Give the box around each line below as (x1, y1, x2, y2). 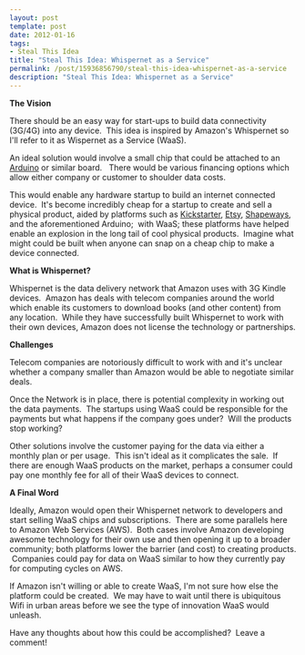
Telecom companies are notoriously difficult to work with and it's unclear (9, 356, 283, 367)
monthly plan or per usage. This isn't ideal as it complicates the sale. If (9, 450, 279, 461)
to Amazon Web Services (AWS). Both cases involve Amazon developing (9, 524, 285, 535)
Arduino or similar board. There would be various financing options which (9, 161, 290, 173)
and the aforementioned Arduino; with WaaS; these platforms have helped (9, 218, 290, 229)
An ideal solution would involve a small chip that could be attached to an (9, 152, 280, 163)
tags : (9, 38, 30, 48)
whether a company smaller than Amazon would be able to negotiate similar (9, 366, 294, 377)
